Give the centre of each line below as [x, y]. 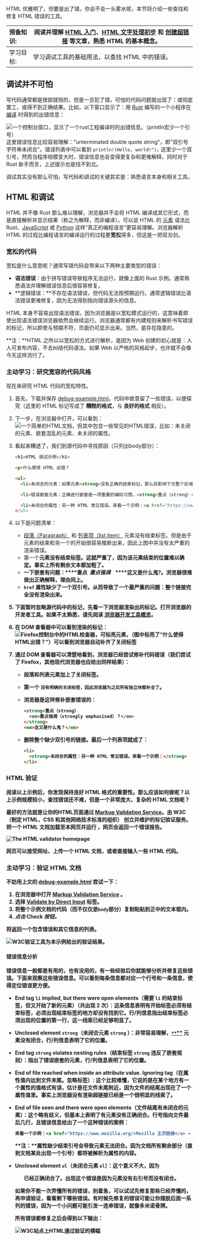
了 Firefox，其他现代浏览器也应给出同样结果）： [72, 662]
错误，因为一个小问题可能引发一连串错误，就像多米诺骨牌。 [98, 1206]
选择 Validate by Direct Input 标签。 [58, 902]
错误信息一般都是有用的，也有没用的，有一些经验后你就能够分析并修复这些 [97, 971]
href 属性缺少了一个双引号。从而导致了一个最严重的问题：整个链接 [105, 587]
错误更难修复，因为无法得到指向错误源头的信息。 [80, 300]
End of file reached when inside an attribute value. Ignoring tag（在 [99, 1073]
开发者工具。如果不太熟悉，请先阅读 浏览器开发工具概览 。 [86, 615]
